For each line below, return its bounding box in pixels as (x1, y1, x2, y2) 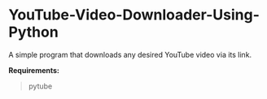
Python (8, 23, 59, 41)
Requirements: (8, 65, 59, 75)
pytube (28, 81, 53, 91)
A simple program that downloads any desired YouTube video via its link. (8, 49, 252, 59)
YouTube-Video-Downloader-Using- (8, 6, 260, 24)
